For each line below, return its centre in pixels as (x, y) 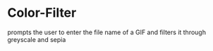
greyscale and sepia (37, 39)
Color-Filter (42, 13)
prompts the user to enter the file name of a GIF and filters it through (107, 32)
